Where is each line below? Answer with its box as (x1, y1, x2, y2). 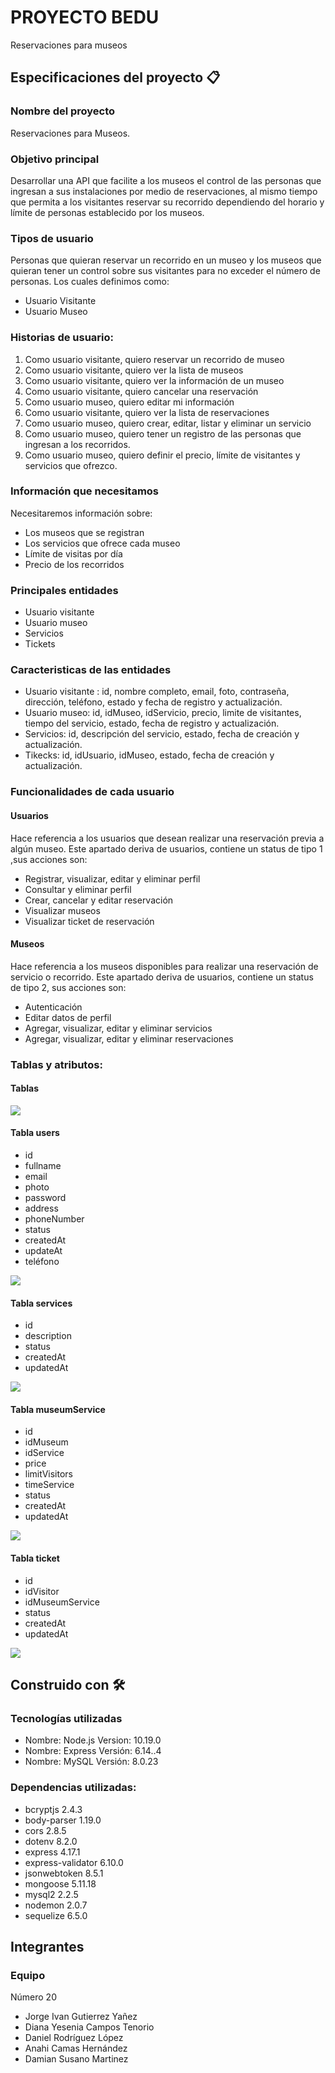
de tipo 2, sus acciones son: (10, 981, 127, 993)
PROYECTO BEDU (10, 6, 160, 29)
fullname (24, 1160, 62, 1172)
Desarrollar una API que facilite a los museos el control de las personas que (10, 174, 322, 186)
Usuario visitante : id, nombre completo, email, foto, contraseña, (24, 686, 290, 698)
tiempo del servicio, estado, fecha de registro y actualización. (24, 717, 280, 730)
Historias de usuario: (10, 331, 115, 345)
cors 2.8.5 (24, 1824, 67, 1836)
